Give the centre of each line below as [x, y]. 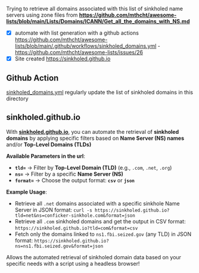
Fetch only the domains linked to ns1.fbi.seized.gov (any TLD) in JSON [103, 234]
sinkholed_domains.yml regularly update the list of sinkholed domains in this [100, 92]
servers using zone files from [42, 15]
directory [17, 99]
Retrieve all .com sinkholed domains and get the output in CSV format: [100, 221]
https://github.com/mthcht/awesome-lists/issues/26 [79, 53]
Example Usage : [27, 192]
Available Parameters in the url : [46, 156]
